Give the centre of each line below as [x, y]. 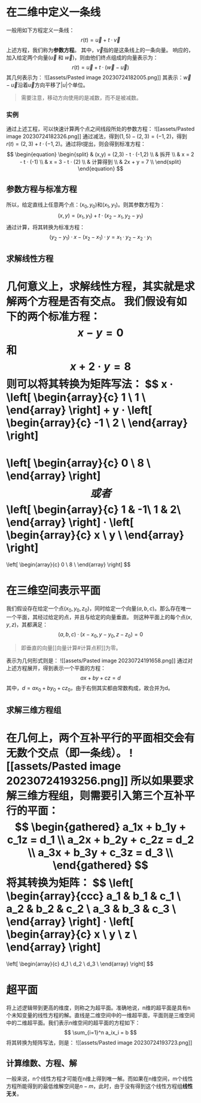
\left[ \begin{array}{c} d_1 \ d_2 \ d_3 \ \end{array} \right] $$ [80, 964]
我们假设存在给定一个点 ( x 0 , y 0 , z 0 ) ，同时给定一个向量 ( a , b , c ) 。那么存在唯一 [99, 609]
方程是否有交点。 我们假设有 [107, 302]
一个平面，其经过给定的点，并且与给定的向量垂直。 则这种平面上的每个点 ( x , [99, 617]
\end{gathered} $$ [100, 865]
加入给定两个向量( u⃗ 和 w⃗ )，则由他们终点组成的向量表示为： [82, 57]
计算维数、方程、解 [42, 1063]
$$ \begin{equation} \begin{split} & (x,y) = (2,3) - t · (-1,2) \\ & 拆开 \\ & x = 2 [100, 154]
